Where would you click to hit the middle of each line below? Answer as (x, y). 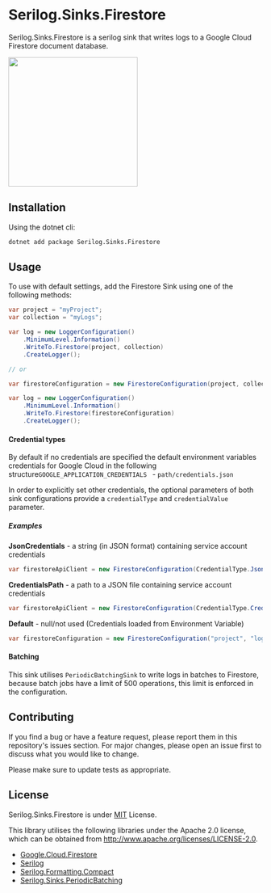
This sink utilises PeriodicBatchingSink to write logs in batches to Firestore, (134, 674)
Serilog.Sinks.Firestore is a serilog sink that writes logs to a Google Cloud (130, 37)
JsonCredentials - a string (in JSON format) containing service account (128, 546)
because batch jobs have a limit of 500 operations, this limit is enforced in (131, 683)
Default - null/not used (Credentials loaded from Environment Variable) (126, 623)
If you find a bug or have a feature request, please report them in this (123, 736)
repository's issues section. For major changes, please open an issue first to (135, 745)
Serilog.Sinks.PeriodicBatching (71, 880)
